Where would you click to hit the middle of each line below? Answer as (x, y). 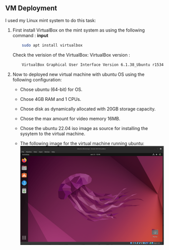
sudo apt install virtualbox (52, 45)
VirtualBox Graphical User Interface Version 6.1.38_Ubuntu (86, 65)
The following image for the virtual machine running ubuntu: (82, 143)
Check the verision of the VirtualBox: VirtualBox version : (71, 55)
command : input (30, 35)
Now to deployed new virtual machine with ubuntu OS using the (78, 74)
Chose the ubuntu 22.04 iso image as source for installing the (84, 128)
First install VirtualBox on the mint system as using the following (78, 30)
